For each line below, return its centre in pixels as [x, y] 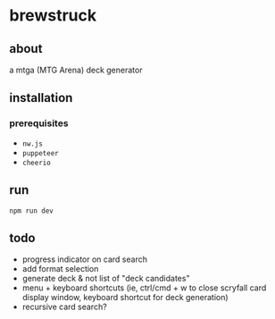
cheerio [36, 163]
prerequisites [39, 123]
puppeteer [41, 153]
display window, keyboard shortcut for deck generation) [125, 298]
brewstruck [53, 16]
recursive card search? [64, 307]
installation [41, 98]
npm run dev [31, 211]
